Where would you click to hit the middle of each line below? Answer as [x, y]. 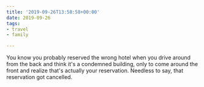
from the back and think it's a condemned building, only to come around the [102, 64]
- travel [17, 29]
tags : [13, 23]
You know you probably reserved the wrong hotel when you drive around [99, 58]
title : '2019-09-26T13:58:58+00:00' [53, 12]
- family [17, 35]
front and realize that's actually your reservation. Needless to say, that [95, 70]
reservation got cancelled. [39, 77]
